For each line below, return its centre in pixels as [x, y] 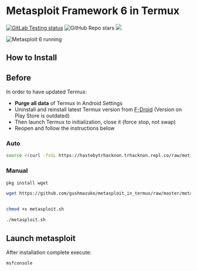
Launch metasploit [41, 238]
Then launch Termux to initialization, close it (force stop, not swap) [95, 122]
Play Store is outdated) [42, 116]
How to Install [32, 58]
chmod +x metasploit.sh [35, 209]
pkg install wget [27, 183]
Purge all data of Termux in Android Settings [69, 103]
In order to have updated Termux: [46, 92]
